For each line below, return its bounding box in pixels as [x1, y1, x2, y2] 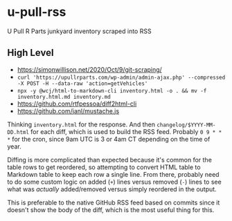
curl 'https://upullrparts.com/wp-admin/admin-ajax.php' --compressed [17, 74, 226, 81]
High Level [7, 47, 54, 59]
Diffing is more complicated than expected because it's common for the [7, 155, 213, 164]
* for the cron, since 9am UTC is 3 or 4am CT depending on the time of [7, 135, 211, 143]
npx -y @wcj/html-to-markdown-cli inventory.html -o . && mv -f [17, 87, 207, 94]
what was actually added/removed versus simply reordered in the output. [7, 184, 217, 193]
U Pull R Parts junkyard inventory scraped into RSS [7, 27, 152, 35]
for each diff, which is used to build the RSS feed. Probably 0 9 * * [30, 127, 222, 135]
